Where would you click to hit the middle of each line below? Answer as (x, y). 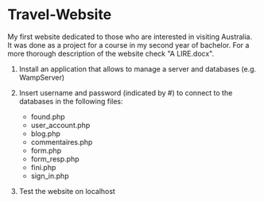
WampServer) (42, 77)
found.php (48, 116)
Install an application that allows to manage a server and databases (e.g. (138, 68)
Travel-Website (60, 15)
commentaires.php (62, 142)
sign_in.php (50, 176)
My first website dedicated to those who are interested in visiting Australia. (130, 37)
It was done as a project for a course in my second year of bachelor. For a (128, 45)
